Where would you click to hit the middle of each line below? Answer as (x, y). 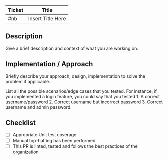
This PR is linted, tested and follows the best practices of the (75, 146)
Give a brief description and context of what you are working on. (72, 48)
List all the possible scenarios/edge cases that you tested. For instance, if (81, 91)
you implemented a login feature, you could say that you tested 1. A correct (83, 96)
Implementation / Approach (49, 64)
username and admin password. (38, 107)
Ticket (16, 10)
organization (25, 152)
